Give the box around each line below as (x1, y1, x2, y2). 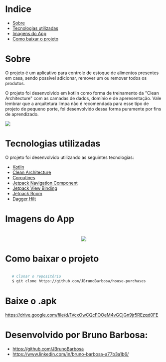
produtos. (5, 80, 25, 86)
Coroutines (12, 174, 35, 180)
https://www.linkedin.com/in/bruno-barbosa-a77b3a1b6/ (12, 351, 129, 357)
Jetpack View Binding (12, 185, 57, 191)
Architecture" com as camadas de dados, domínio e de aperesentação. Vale (5, 95, 162, 101)
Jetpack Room (12, 190, 42, 196)
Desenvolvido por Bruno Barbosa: (5, 330, 148, 341)
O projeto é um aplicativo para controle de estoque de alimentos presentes (5, 70, 159, 76)
